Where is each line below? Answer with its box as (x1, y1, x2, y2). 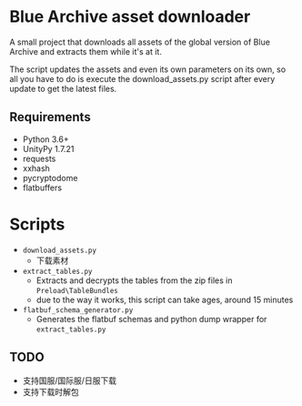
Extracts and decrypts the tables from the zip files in (35, 275, 233, 286)
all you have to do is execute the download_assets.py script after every (9, 73, 276, 84)
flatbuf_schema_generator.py (22, 305, 134, 315)
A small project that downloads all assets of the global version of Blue (9, 36, 271, 47)
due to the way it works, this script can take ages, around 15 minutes (35, 294, 294, 305)
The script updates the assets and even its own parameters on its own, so (9, 64, 287, 75)
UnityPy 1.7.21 (22, 143, 75, 154)
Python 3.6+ (22, 134, 70, 145)
